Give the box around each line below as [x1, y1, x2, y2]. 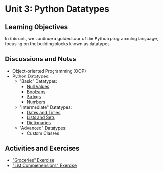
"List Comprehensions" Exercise [12, 162, 77, 168]
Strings [26, 94, 41, 99]
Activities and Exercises [5, 144, 80, 153]
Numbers [26, 99, 45, 105]
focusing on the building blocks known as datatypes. [5, 41, 111, 47]
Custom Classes [26, 130, 60, 136]
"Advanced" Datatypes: [19, 125, 67, 131]
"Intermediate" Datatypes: [19, 104, 72, 110]
